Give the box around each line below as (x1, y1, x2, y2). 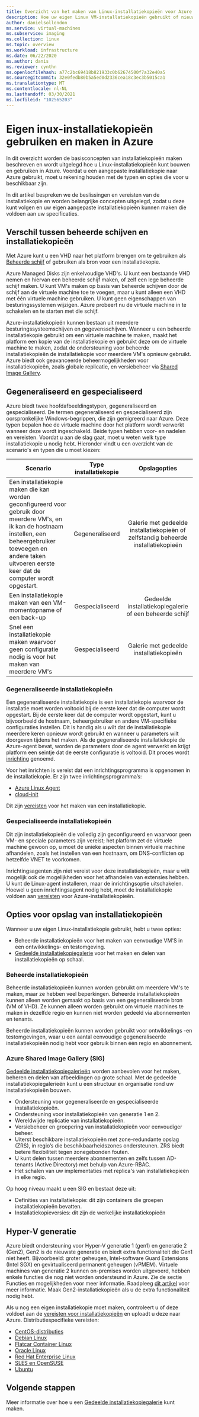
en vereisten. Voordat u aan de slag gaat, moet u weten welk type (6, 434, 166, 441)
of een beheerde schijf (126, 610, 190, 618)
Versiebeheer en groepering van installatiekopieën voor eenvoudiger (14, 1123, 182, 1130)
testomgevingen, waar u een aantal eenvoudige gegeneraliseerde (6, 1033, 166, 1040)
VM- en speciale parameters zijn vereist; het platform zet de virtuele (6, 836, 173, 844)
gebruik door (9, 508, 46, 516)
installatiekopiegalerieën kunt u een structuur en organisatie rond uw (6, 1081, 174, 1088)
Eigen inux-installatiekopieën (6, 122, 153, 136)
